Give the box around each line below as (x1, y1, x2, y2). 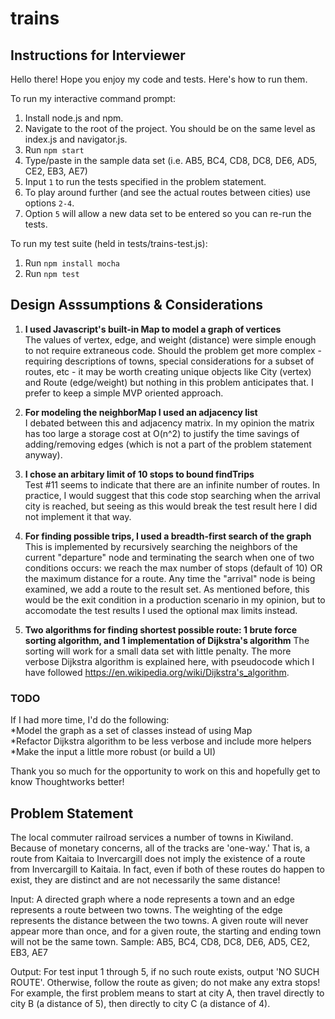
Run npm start (24, 144, 85, 156)
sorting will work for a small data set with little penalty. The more (24, 645, 292, 657)
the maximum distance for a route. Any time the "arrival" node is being (24, 572, 316, 584)
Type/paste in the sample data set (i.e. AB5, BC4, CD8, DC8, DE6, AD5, (24, 155, 318, 166)
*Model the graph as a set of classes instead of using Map (10, 725, 253, 737)
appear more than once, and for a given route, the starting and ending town (10, 925, 322, 937)
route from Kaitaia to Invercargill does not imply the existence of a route (10, 852, 306, 864)
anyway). (24, 448, 63, 461)
